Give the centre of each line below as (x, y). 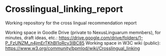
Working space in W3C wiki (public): (123, 43)
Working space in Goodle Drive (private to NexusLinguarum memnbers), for (83, 32)
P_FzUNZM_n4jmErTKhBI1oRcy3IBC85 (45, 43)
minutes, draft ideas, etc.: (31, 38)
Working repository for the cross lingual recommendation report (71, 23)
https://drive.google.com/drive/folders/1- (101, 38)
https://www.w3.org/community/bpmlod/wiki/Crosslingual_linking (72, 48)
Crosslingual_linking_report (64, 9)
